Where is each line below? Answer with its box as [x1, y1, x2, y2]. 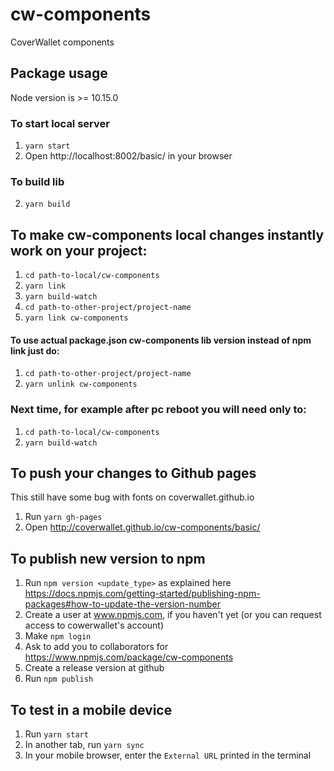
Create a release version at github [24, 662, 165, 674]
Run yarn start [24, 728, 89, 740]
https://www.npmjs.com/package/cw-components [24, 651, 234, 663]
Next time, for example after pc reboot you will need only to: [10, 403, 307, 417]
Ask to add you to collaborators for [24, 641, 169, 653]
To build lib [10, 174, 65, 188]
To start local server [10, 116, 110, 130]
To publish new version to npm [10, 550, 206, 567]
